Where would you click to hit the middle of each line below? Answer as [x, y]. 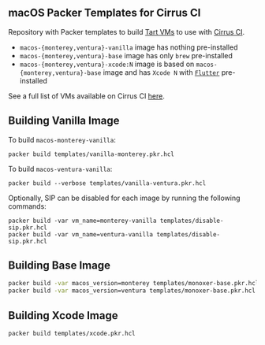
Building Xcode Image [63, 315]
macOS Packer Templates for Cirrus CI [105, 13]
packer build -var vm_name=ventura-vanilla [81, 234]
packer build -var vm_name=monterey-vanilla [82, 221]
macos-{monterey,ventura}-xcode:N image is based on [107, 64]
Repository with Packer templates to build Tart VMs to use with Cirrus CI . [127, 32]
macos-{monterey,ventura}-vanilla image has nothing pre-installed [129, 47]
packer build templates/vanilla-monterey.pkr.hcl [91, 154]
